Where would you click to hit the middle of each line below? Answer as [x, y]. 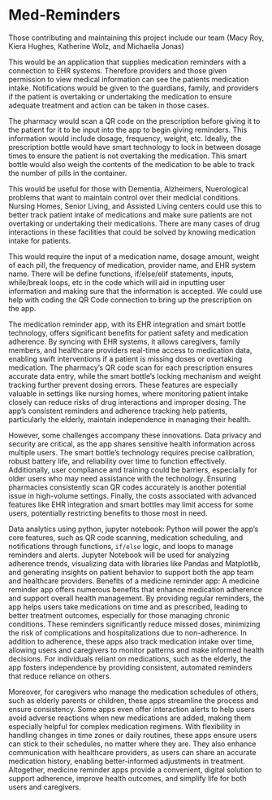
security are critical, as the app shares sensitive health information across [132, 444]
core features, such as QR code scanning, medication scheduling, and [126, 537]
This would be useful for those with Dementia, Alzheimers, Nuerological [128, 188]
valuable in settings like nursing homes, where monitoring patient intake [129, 393]
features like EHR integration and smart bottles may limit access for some [131, 504]
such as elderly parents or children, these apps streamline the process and [134, 700]
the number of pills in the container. [68, 173]
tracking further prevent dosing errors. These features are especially [123, 385]
